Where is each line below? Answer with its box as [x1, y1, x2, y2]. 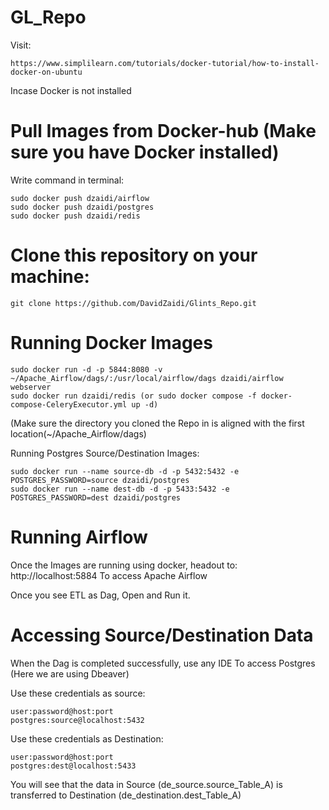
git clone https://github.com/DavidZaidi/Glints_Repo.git [10, 298, 257, 308]
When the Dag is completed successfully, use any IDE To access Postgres [10, 657, 316, 669]
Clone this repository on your [10, 244, 258, 267]
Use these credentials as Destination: [10, 732, 164, 745]
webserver [10, 382, 52, 392]
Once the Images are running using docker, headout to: [10, 559, 238, 571]
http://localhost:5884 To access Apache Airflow [10, 569, 208, 581]
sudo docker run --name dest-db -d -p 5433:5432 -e [10, 484, 230, 494]
